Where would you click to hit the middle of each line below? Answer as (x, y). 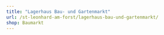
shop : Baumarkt (25, 23)
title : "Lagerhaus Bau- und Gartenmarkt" (58, 12)
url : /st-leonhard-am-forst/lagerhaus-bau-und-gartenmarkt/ (83, 17)
